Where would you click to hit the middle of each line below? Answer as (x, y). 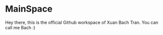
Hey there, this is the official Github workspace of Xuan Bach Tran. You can (82, 22)
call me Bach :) (20, 27)
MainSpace (29, 9)
